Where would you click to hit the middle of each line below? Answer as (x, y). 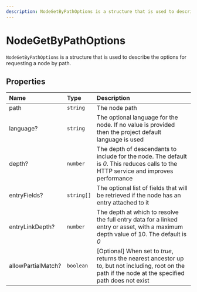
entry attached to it (123, 203)
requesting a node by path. (39, 63)
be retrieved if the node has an (139, 196)
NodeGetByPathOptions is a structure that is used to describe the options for (96, 57)
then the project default (129, 132)
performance (115, 179)
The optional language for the (137, 118)
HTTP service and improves (135, 171)
